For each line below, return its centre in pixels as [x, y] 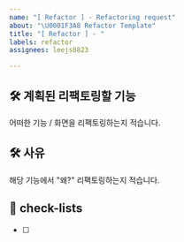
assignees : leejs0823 [49, 50]
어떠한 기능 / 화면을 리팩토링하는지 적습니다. [85, 122]
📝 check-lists [46, 208]
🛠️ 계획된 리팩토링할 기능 [73, 96]
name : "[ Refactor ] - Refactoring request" [92, 17]
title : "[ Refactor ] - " [57, 34]
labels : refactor [41, 42]
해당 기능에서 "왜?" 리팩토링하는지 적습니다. [84, 180]
